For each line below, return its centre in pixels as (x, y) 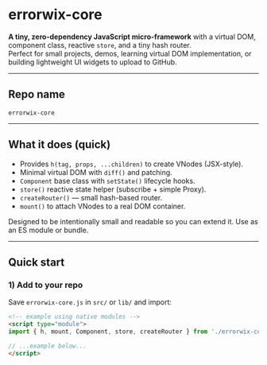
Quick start (37, 262)
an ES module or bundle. (48, 230)
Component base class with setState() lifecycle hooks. (108, 181)
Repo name (37, 94)
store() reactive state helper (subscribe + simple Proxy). (113, 189)
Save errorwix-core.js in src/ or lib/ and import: (90, 302)
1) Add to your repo (46, 285)
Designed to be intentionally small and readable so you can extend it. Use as (133, 221)
